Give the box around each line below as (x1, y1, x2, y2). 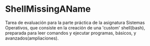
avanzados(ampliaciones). (5, 35, 59, 41)
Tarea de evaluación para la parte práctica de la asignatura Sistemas (5, 20, 145, 25)
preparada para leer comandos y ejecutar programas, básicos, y (5, 30, 137, 36)
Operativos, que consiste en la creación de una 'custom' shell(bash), (5, 24, 145, 30)
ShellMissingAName (5, 3, 91, 15)
